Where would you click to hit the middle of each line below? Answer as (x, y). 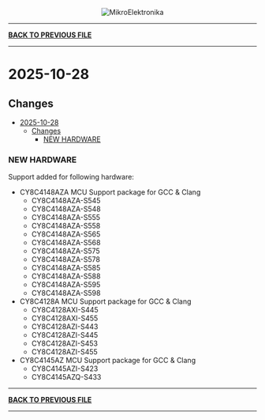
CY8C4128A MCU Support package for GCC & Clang (105, 301)
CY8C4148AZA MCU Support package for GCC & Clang (110, 192)
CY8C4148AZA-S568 (66, 243)
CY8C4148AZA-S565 (66, 234)
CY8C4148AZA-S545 (66, 201)
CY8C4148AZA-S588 (66, 276)
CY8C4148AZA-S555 (66, 218)
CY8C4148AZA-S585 (66, 268)
